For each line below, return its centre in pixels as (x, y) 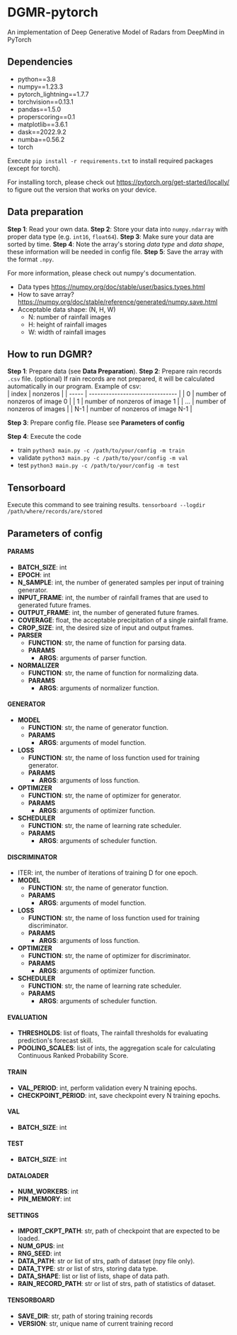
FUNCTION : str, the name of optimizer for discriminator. (109, 956)
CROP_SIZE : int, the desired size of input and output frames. (106, 627)
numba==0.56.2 (41, 139)
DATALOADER (28, 1175)
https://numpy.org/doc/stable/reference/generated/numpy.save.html (117, 302)
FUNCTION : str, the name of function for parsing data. (107, 643)
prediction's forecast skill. (55, 1040)
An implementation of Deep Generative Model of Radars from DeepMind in (116, 32)
